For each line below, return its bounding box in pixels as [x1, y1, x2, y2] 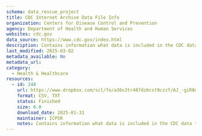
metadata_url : [6, 59, 42, 65]
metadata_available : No [6, 54, 66, 60]
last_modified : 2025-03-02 [6, 48, 74, 54]
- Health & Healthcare [11, 70, 69, 76]
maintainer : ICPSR [17, 115, 63, 121]
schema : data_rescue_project [6, 8, 79, 15]
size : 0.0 [17, 104, 42, 110]
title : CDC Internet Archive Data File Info [6, 14, 120, 20]
